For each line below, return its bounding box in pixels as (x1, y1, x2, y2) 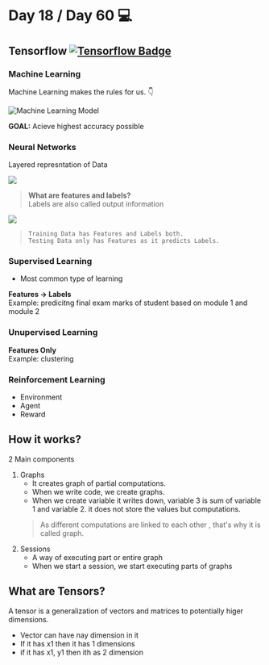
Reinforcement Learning (8, 374, 106, 385)
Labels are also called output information (27, 199, 164, 209)
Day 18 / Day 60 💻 (8, 6, 133, 25)
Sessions (19, 544, 51, 554)
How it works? (8, 433, 82, 446)
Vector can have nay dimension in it (19, 630, 139, 640)
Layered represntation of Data (8, 160, 108, 169)
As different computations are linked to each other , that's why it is (39, 520, 261, 529)
